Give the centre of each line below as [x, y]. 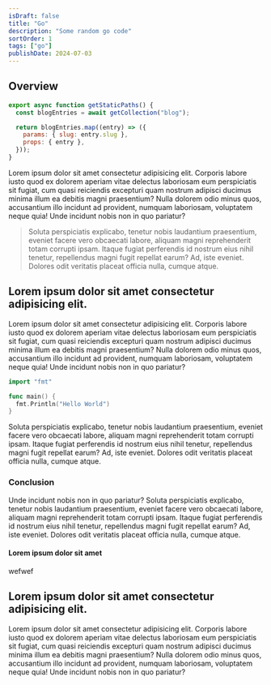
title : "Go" [28, 24]
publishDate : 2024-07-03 [50, 54]
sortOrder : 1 [30, 39]
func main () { [32, 396]
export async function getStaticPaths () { [81, 105]
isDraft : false [34, 16]
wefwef [21, 571]
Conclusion [32, 482]
